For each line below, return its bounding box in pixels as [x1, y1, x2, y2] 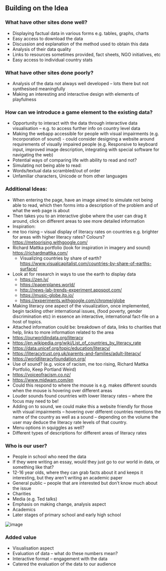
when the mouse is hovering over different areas [12, 387, 112, 393]
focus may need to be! [12, 398, 59, 404]
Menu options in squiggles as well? [12, 425, 85, 430]
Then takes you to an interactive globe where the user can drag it [12, 213, 147, 219]
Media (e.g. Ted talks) [12, 496, 57, 502]
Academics [12, 506, 36, 512]
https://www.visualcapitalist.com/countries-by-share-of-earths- [19, 260, 152, 266]
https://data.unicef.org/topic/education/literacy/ [12, 345, 111, 351]
